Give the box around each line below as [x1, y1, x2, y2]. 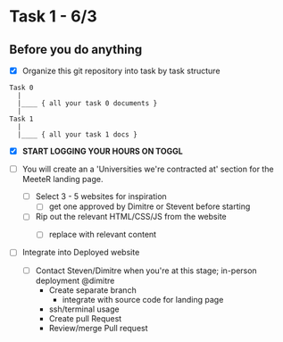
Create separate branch [48, 284, 137, 296]
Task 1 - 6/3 [9, 6, 98, 27]
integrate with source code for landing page [62, 294, 224, 304]
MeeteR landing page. [21, 174, 104, 185]
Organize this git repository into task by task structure [21, 65, 221, 76]
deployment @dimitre [35, 275, 115, 286]
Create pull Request [48, 313, 122, 323]
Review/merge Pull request [48, 322, 149, 333]
